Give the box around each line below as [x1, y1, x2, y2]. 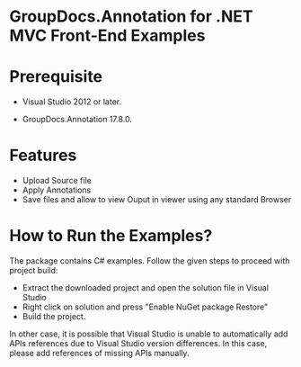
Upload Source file [22, 175, 92, 186]
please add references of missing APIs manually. [9, 348, 190, 358]
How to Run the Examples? [9, 226, 213, 246]
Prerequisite [9, 67, 103, 87]
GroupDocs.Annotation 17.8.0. [22, 114, 133, 125]
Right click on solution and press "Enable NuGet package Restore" [22, 301, 269, 312]
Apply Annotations [22, 184, 92, 195]
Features [9, 146, 77, 166]
